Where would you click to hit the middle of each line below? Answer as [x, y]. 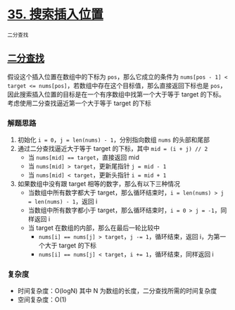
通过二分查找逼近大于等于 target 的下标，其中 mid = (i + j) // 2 [113, 149]
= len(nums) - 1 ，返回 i [63, 201]
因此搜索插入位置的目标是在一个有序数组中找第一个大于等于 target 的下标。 [116, 94]
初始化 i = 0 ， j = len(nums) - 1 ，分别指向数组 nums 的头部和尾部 [113, 140]
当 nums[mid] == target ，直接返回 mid [83, 157]
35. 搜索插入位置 [55, 14]
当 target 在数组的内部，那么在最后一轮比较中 [94, 228]
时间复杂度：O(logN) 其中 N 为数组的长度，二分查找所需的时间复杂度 [117, 291]
